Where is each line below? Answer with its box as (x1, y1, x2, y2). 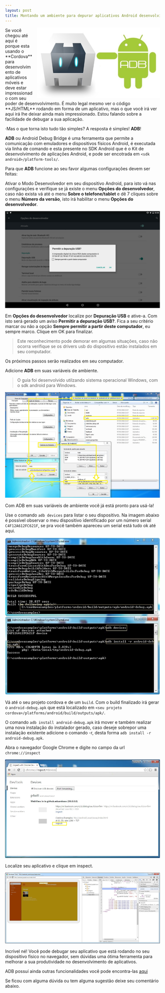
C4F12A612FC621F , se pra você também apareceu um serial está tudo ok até (5, 523, 156, 529)
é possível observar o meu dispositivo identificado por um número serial (5, 517, 151, 523)
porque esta (5, 43, 30, 49)
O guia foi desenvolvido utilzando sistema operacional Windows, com (17, 377, 158, 383)
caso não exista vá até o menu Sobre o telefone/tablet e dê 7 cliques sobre (5, 191, 159, 197)
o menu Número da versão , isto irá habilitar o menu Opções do (5, 196, 134, 202)
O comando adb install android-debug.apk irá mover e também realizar (5, 719, 152, 725)
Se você (5, 27, 22, 33)
